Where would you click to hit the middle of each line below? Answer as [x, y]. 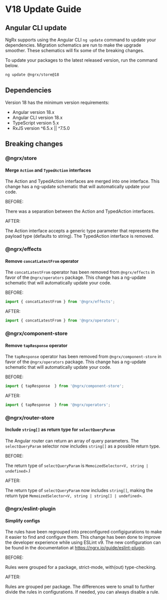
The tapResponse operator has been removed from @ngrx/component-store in [83, 357]
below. [12, 65]
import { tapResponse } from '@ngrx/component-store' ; [64, 386]
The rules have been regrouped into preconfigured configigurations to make [83, 532]
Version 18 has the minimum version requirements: [57, 102]
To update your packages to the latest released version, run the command [81, 60]
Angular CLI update [36, 28]
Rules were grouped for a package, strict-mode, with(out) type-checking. [81, 567]
